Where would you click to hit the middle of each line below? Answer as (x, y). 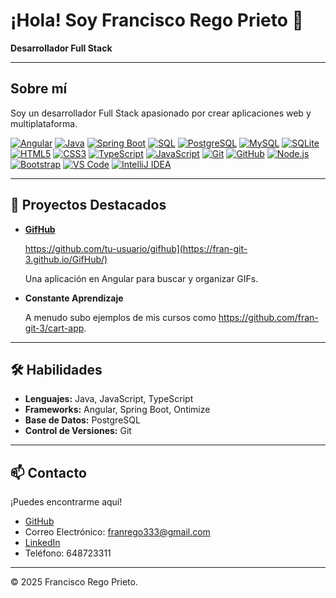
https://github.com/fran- (268, 317)
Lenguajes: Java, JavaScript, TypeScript (109, 399)
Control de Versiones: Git (78, 431)
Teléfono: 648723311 (68, 553)
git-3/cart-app (54, 328)
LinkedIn (42, 543)
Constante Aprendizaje (74, 298)
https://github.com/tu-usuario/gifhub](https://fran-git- (136, 248)
